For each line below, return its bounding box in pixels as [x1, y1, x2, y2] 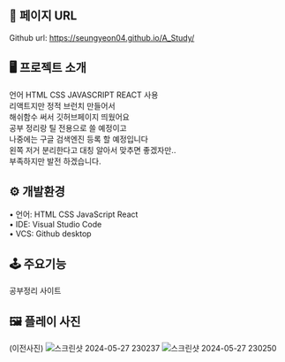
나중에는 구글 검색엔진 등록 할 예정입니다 [9, 134, 148, 144]
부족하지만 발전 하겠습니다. [9, 156, 101, 166]
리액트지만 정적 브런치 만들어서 [9, 100, 116, 111]
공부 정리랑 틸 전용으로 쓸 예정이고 [9, 122, 127, 133]
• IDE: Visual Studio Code [9, 220, 102, 230]
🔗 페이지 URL [9, 8, 78, 24]
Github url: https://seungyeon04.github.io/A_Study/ [9, 32, 195, 42]
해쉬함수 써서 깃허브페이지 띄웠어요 [9, 112, 130, 122]
